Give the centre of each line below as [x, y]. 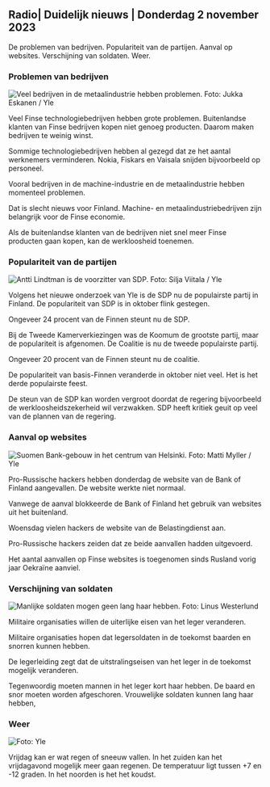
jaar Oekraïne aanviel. [44, 567]
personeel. [26, 168]
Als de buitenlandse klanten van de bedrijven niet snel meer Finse [118, 233]
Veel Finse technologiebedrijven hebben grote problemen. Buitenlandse [127, 119]
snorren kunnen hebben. [49, 646]
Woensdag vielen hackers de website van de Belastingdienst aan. [117, 528]
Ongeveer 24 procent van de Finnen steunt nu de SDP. [99, 319]
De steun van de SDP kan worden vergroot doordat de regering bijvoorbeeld [135, 399]
